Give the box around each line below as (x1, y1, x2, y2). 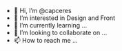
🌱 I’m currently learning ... (13, 21, 88, 29)
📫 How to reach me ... (13, 37, 78, 44)
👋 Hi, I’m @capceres (13, 7, 72, 14)
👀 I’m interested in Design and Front (13, 14, 116, 22)
